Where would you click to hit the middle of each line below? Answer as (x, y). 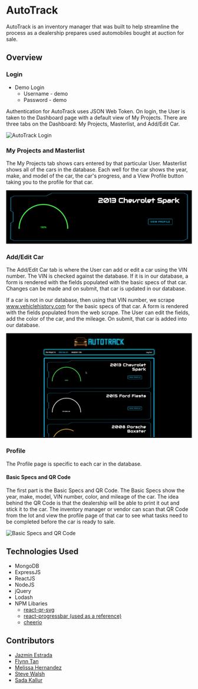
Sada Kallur (29, 680)
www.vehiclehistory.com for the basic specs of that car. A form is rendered (97, 306)
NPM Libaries (31, 603)
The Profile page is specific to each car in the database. (74, 464)
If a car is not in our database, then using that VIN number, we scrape (90, 300)
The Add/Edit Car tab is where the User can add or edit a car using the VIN (97, 270)
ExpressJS (28, 572)
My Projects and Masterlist (46, 150)
